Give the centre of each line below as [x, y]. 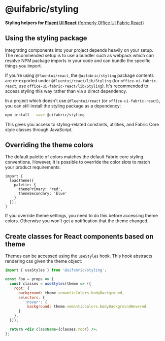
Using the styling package [46, 38]
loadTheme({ [22, 181]
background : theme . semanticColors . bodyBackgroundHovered [87, 307]
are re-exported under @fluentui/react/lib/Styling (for [62, 80]
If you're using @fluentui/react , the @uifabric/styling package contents [80, 75]
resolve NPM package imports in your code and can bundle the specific [78, 61]
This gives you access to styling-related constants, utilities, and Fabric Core [82, 124]
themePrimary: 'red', [40, 189]
